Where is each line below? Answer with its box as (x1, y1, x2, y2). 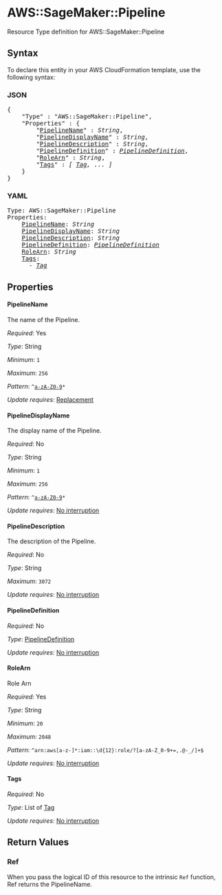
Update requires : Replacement (7, 395, 94, 403)
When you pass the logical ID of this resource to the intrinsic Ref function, (7, 872, 216, 881)
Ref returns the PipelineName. (7, 880, 93, 888)
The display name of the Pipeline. (7, 427, 102, 435)
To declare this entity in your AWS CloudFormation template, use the (7, 65, 201, 73)
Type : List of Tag (7, 803, 55, 811)
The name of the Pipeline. (7, 315, 80, 324)
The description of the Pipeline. (7, 537, 96, 545)
